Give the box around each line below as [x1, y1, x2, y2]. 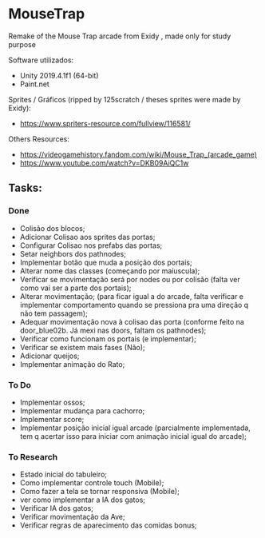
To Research [8, 451, 58, 462]
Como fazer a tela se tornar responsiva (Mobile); [19, 487, 180, 496]
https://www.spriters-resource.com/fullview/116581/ [19, 118, 192, 128]
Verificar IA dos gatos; [19, 504, 94, 513]
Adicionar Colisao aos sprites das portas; [19, 232, 156, 241]
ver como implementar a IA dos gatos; [19, 495, 146, 504]
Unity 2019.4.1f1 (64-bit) [19, 70, 99, 80]
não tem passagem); [19, 309, 88, 318]
